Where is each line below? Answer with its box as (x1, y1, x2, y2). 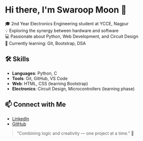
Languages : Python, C (12, 70, 57, 76)
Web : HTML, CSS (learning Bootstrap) (12, 80, 88, 86)
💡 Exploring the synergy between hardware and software (5, 28, 119, 33)
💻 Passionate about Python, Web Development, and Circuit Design (5, 33, 139, 39)
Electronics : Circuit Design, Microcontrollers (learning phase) (12, 86, 135, 92)
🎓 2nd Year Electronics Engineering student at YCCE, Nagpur (5, 20, 129, 26)
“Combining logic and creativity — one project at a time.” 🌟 (16, 130, 134, 136)
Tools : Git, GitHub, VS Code (12, 75, 68, 81)
